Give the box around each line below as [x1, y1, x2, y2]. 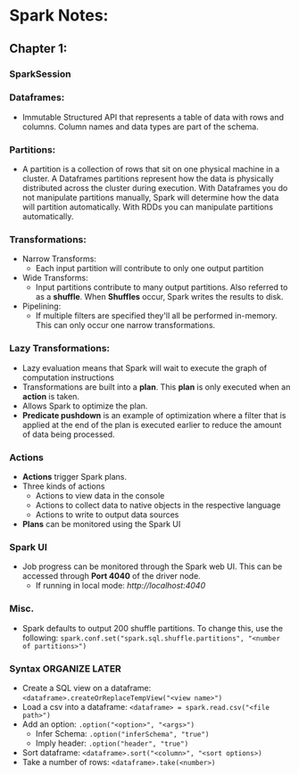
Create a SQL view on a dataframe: [21, 682, 152, 693]
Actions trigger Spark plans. [21, 471, 128, 482]
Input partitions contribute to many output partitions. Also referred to [35, 282, 288, 293]
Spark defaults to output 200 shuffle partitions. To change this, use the [21, 622, 284, 633]
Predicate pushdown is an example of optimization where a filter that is [21, 409, 287, 420]
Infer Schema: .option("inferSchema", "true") [35, 728, 210, 738]
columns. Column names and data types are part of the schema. [21, 121, 259, 132]
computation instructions [21, 372, 114, 383]
